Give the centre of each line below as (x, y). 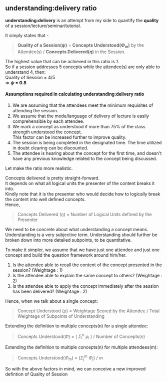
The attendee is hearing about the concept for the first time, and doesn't (87, 153)
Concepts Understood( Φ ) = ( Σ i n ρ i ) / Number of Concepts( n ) (81, 336)
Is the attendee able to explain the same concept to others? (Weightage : (87, 275)
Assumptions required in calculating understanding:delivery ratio (75, 94)
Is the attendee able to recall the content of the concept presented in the (87, 265)
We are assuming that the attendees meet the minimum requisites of (83, 105)
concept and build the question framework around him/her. (66, 255)
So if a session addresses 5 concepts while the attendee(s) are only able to (82, 67)
